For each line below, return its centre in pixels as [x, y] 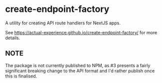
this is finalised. [21, 76]
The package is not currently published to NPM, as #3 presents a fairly [78, 65]
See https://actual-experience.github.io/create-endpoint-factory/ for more [81, 32]
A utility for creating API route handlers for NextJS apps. [63, 23]
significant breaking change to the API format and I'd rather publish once [80, 71]
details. [13, 38]
